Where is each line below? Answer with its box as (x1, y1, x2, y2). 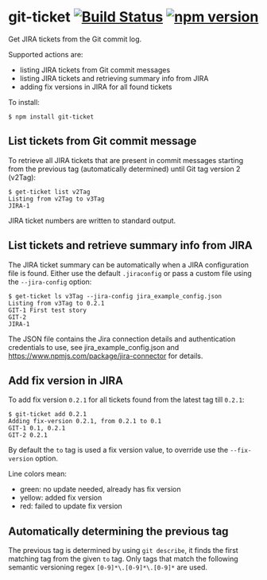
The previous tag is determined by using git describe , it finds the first (8, 546, 238, 555)
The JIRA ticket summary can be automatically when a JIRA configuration (8, 259, 249, 270)
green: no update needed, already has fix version (19, 485, 181, 494)
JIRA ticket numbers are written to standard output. (8, 216, 176, 225)
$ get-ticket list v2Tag (8, 188, 91, 196)
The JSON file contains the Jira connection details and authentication (8, 334, 236, 344)
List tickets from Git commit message (8, 134, 197, 148)
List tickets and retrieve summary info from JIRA (8, 239, 253, 252)
